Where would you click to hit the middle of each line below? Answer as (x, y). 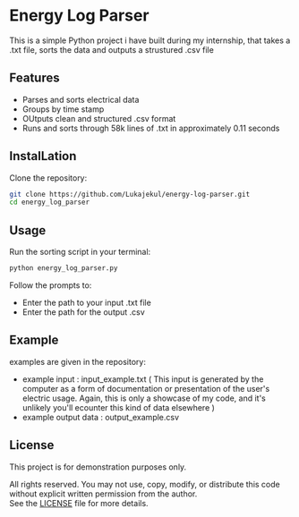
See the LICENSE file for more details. (79, 503)
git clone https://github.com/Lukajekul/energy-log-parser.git (130, 194)
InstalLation (43, 156)
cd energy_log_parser (50, 202)
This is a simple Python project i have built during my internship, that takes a (150, 40)
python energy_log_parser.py (64, 268)
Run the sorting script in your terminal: (80, 252)
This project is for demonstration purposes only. (98, 467)
